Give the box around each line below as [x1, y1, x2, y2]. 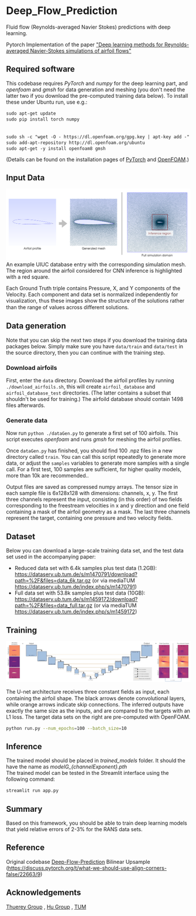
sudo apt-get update [6, 110, 57, 116]
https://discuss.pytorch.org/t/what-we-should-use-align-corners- [8, 864, 167, 872]
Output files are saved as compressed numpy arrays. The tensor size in [6, 483, 178, 490]
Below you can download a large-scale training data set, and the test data [6, 547, 184, 554]
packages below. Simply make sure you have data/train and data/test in [6, 342, 183, 349]
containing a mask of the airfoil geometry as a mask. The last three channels [6, 508, 191, 516]
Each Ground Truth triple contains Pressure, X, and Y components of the [6, 284, 181, 291]
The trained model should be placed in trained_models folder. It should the [6, 757, 186, 764]
